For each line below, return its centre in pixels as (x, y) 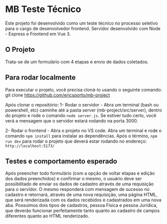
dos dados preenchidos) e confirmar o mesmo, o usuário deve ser (73, 179)
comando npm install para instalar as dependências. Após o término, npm (81, 136)
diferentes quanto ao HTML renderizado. (47, 216)
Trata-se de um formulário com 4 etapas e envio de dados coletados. (77, 62)
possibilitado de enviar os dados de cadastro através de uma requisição (79, 184)
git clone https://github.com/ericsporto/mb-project (58, 95)
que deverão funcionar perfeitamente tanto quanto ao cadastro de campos (82, 211)
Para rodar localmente (41, 78)
